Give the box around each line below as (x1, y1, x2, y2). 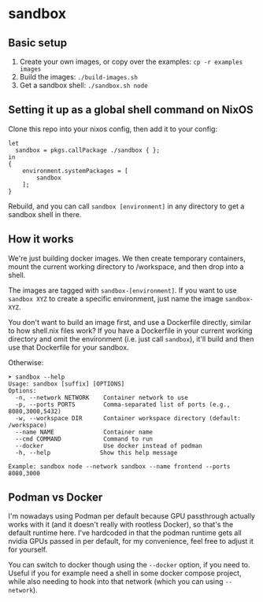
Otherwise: (8, 357, 44, 367)
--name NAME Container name (15, 428, 154, 436)
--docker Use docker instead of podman (15, 441, 202, 449)
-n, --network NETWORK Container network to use (15, 393, 189, 401)
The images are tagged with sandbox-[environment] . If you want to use (8, 285, 238, 295)
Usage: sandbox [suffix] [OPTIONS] (8, 379, 125, 388)
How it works (8, 233, 74, 246)
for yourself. (8, 545, 48, 555)
